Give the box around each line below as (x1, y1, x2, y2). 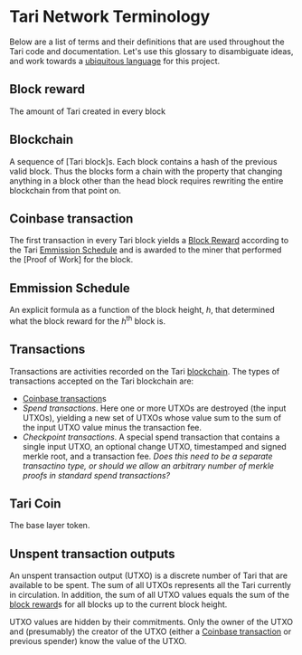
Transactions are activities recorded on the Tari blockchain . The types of (9, 365, 280, 376)
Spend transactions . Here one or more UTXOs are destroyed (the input (22, 403, 287, 413)
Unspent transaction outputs (9, 546, 175, 562)
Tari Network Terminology (9, 6, 211, 27)
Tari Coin (9, 496, 61, 512)
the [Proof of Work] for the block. (9, 254, 134, 265)
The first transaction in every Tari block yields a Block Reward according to (9, 235, 289, 246)
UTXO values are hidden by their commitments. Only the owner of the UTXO (9, 617, 294, 628)
